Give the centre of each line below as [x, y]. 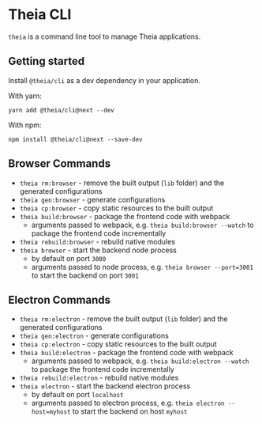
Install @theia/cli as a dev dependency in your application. [105, 80]
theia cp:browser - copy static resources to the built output [116, 208]
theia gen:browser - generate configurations [92, 199]
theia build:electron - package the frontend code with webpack [127, 353]
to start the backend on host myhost [130, 411]
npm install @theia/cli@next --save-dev [76, 139]
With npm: [25, 125]
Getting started [47, 61]
